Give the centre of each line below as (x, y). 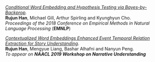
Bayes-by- (136, 7)
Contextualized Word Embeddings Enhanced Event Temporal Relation (77, 38)
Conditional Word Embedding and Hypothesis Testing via (65, 7)
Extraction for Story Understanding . (42, 43)
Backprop (16, 12)
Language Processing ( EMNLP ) (38, 28)
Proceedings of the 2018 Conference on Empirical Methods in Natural (77, 23)
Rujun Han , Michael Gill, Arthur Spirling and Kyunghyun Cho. (68, 18)
